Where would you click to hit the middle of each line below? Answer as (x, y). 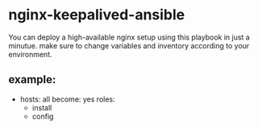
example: (32, 79)
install (42, 107)
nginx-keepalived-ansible (97, 15)
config (43, 116)
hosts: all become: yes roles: (67, 99)
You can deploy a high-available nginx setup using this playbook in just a (129, 37)
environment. (30, 54)
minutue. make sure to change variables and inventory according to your (129, 45)
